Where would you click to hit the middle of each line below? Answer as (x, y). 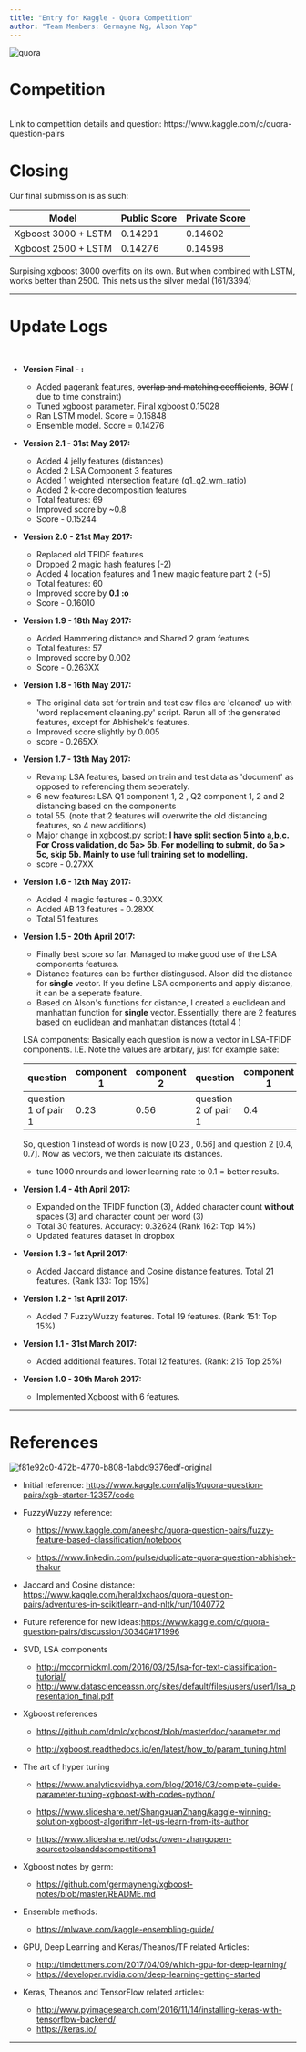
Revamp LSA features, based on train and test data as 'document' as (165, 777)
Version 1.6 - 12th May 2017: (77, 882)
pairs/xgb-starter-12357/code (78, 1495)
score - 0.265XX (67, 742)
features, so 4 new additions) (91, 826)
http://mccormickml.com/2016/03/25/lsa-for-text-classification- (157, 1667)
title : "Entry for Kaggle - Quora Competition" (102, 18)
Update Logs (58, 326)
